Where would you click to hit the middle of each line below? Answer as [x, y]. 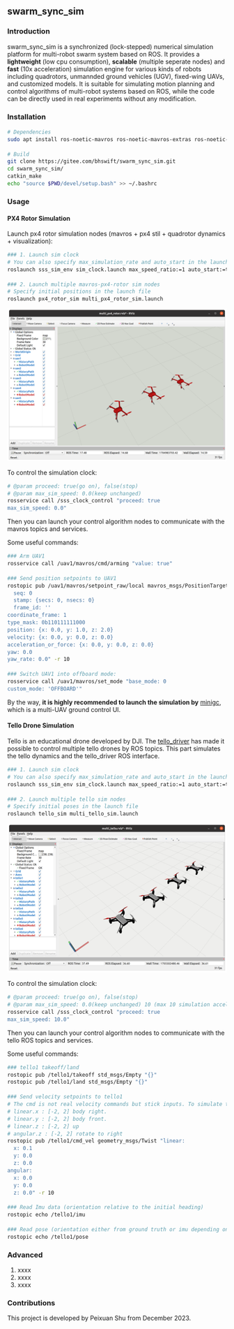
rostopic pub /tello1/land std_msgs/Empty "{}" [78, 1082]
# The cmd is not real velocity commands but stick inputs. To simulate [115, 1104]
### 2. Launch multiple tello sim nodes [67, 799]
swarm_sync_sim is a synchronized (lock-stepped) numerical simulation [110, 46]
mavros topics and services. [48, 529]
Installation [27, 117]
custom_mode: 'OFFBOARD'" [45, 689]
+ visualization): [30, 241]
